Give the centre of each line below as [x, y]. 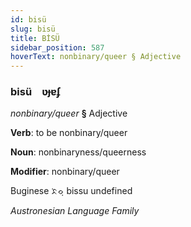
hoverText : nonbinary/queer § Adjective [96, 57]
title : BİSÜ [35, 38]
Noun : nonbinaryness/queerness [78, 152]
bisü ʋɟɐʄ [36, 92]
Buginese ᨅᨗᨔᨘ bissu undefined [71, 191]
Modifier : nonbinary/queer [65, 172]
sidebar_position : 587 [57, 47]
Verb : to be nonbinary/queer [69, 133]
